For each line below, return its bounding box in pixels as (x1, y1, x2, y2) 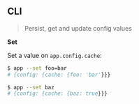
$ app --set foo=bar (7, 64, 68, 72)
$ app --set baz (7, 84, 54, 91)
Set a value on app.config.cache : (7, 51, 103, 59)
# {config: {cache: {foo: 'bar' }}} (7, 71, 111, 78)
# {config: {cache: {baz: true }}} (7, 90, 108, 97)
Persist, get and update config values (24, 24, 133, 32)
